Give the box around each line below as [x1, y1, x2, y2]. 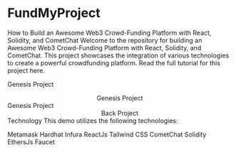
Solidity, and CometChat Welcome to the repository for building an [7, 36, 202, 44]
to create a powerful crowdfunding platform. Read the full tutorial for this [7, 58, 221, 67]
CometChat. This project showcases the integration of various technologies [7, 51, 230, 60]
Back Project [101, 109, 139, 117]
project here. [7, 66, 45, 75]
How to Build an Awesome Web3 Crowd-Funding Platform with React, [7, 28, 212, 37]
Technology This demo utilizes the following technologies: [7, 116, 178, 125]
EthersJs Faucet [7, 137, 56, 146]
